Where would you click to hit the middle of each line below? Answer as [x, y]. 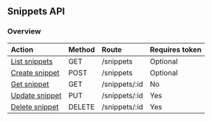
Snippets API [36, 12]
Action [22, 50]
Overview [24, 31]
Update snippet [36, 95]
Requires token [176, 50]
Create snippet [35, 73]
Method [82, 50]
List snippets [32, 61]
